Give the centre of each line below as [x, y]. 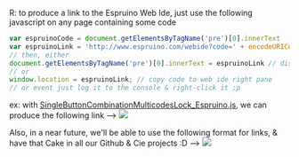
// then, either [39, 55]
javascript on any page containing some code [93, 22]
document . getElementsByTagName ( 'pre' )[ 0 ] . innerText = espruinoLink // [143, 63]
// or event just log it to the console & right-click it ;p [125, 88]
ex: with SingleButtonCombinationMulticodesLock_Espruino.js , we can [138, 105]
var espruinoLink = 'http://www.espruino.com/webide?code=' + [127, 47]
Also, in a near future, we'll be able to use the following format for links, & [144, 133]
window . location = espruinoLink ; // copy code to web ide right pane [141, 80]
